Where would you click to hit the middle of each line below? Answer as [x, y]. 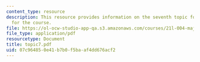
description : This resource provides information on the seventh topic [97, 17]
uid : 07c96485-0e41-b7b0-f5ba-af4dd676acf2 [61, 50]
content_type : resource [36, 12]
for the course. [32, 22]
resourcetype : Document [36, 39]
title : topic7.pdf [29, 45]
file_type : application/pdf [41, 34]
